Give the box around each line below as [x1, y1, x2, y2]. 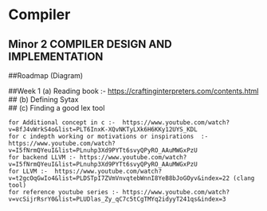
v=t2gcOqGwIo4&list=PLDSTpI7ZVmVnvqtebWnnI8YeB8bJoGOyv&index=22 [8, 174, 230, 182]
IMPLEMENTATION [8, 49, 104, 63]
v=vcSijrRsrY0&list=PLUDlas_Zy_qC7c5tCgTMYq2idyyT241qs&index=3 [8, 195, 226, 203]
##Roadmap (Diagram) [8, 71, 84, 80]
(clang [233, 174, 255, 182]
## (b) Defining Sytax [8, 95, 79, 104]
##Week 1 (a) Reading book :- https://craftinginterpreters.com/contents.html [8, 86, 259, 96]
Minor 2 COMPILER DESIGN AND [8, 37, 173, 51]
